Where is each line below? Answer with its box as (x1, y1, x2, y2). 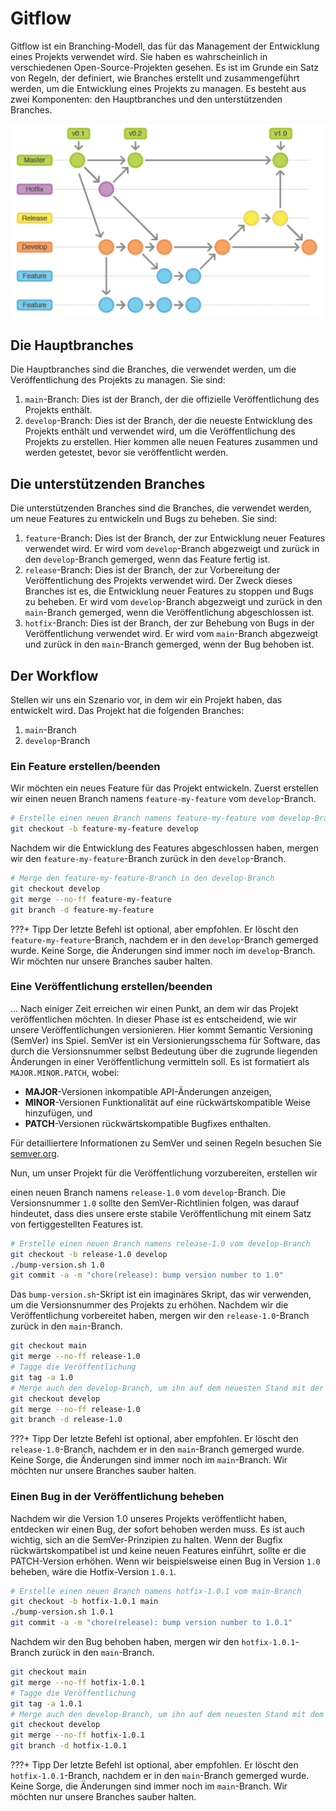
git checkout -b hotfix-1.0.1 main (10, 1597, 159, 1607)
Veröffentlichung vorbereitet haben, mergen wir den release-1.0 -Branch (10, 1310, 310, 1322)
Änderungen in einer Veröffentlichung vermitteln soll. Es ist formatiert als (10, 1055, 310, 1067)
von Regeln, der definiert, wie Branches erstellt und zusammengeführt (10, 72, 300, 84)
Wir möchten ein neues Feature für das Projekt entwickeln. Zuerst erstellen (10, 782, 319, 794)
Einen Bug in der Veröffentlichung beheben (10, 1490, 225, 1504)
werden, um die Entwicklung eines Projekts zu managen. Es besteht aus (10, 82, 307, 94)
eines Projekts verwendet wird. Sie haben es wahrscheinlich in (10, 50, 268, 62)
